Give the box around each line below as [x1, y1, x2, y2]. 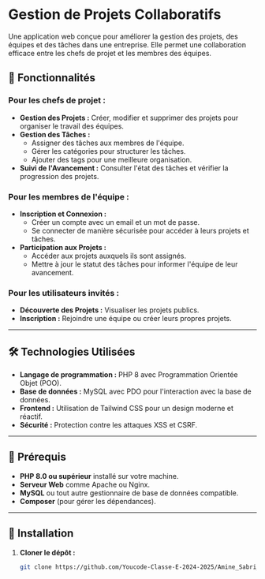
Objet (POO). [19, 379, 62, 388]
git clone [19, 562, 53, 571]
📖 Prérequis [8, 450, 67, 464]
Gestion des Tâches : [19, 129, 91, 139]
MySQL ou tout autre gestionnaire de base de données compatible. [19, 487, 239, 498]
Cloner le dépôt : [19, 547, 76, 557]
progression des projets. [19, 171, 99, 181]
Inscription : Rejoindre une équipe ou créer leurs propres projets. [19, 314, 233, 323]
